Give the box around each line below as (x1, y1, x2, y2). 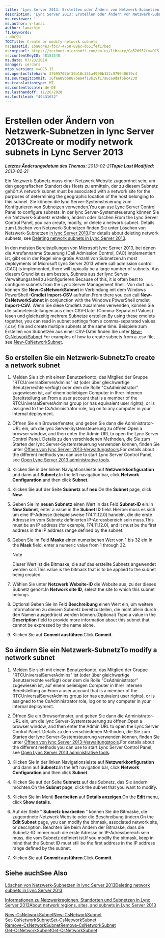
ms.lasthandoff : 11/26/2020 (5, 90, 63, 95)
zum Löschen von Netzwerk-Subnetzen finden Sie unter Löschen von (5, 225, 146, 231)
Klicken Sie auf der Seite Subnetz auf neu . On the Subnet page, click (12, 486, 152, 492)
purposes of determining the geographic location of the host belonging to (5, 194, 154, 199)
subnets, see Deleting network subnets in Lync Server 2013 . (5, 235, 127, 241)
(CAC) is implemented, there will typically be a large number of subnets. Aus (5, 266, 160, 272)
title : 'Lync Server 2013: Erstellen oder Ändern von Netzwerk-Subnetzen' (5, 7, 162, 12)
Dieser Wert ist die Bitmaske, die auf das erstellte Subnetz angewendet (12, 561, 156, 567)
